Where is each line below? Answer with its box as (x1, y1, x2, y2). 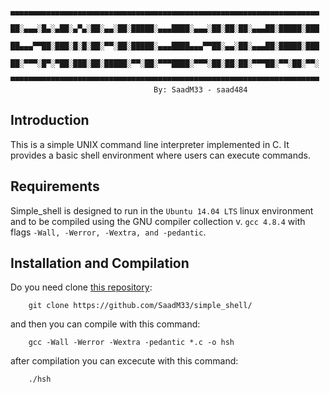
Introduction (10, 112, 90, 129)
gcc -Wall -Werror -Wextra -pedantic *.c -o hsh (28, 338, 235, 348)
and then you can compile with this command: (10, 318, 201, 330)
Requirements (10, 178, 100, 195)
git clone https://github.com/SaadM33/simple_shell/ (28, 301, 253, 311)
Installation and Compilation (10, 255, 190, 272)
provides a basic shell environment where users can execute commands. (10, 149, 311, 161)
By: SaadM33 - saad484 (153, 85, 248, 95)
